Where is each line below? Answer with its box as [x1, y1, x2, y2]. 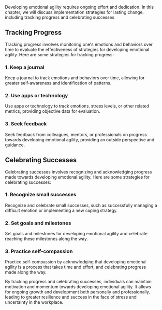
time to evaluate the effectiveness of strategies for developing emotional [5, 46, 149, 52]
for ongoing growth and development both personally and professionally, [5, 289, 150, 295]
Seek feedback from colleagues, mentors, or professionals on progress [5, 131, 147, 138]
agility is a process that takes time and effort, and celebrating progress [5, 264, 146, 270]
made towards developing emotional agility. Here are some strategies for [5, 174, 150, 180]
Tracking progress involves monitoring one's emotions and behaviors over [5, 41, 153, 47]
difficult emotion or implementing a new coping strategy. [5, 207, 118, 213]
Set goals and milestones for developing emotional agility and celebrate [5, 231, 147, 237]
